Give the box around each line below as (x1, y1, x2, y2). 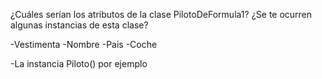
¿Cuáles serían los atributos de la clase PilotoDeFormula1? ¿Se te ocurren (10, 9, 313, 20)
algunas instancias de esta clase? (10, 19, 149, 31)
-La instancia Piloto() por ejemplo (10, 58, 148, 69)
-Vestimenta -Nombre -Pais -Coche (10, 39, 158, 50)
